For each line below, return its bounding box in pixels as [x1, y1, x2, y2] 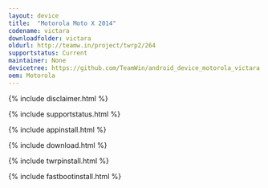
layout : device [8, 11, 59, 20]
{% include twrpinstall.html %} [8, 156, 110, 166]
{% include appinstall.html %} [8, 125, 107, 134]
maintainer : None [8, 57, 67, 65]
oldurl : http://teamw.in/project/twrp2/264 [8, 42, 156, 50]
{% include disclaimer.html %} [8, 93, 108, 103]
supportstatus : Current [8, 49, 88, 57]
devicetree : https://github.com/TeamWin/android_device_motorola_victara [8, 64, 261, 72]
